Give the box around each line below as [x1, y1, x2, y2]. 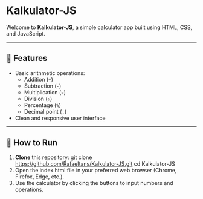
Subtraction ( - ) [24, 82, 62, 90]
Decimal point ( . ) [24, 108, 67, 115]
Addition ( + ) [24, 76, 53, 83]
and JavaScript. [6, 30, 45, 37]
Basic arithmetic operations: [14, 69, 85, 76]
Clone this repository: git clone [14, 154, 92, 161]
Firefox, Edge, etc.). [14, 173, 65, 180]
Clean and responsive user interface [14, 114, 106, 122]
